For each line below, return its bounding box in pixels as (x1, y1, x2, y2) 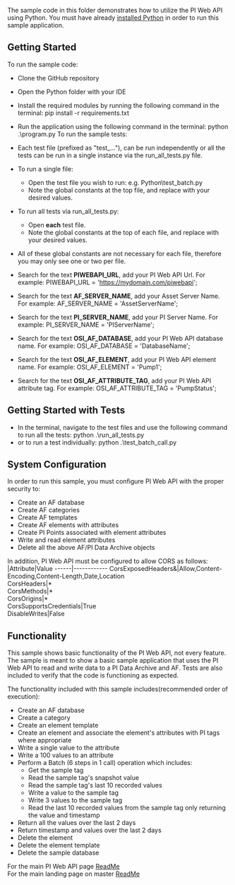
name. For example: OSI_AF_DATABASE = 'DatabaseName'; (17, 342, 191, 350)
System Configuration (7, 459, 107, 471)
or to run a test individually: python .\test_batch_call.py (17, 438, 177, 447)
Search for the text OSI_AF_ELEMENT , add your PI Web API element (17, 355, 217, 363)
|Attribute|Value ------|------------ (7, 565, 108, 573)
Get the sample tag (28, 766, 84, 775)
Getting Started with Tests (7, 404, 126, 416)
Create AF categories (17, 506, 80, 514)
